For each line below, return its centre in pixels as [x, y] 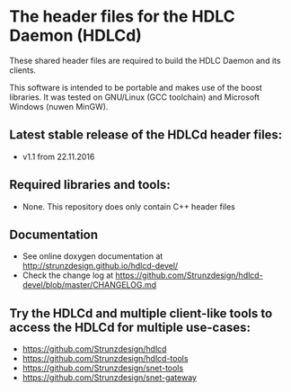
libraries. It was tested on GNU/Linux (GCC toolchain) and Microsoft [135, 97]
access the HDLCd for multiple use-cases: [130, 327]
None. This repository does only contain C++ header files [129, 206]
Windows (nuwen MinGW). [59, 106]
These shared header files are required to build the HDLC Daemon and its [145, 60]
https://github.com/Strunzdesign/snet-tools [103, 368]
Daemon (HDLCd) [75, 36]
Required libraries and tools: [90, 185]
